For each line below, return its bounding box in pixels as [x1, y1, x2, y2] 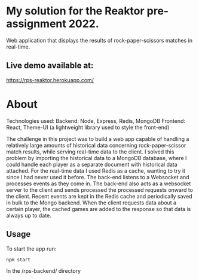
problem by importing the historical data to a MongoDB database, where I [6, 154, 187, 161]
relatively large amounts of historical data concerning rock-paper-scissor [6, 141, 186, 149]
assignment [6, 17, 67, 31]
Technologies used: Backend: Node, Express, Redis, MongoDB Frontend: [6, 117, 186, 124]
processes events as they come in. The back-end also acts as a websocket [6, 180, 191, 187]
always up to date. [6, 212, 52, 219]
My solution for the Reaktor [6, 4, 145, 18]
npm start [6, 257, 31, 263]
